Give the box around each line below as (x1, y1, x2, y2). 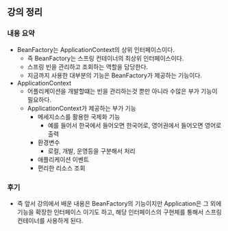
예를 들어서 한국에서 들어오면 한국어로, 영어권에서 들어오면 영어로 (47, 121, 222, 129)
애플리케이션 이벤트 (37, 155, 90, 163)
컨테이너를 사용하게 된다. (16, 216, 84, 224)
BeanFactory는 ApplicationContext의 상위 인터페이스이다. (16, 45, 175, 53)
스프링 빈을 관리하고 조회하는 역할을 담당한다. (27, 62, 149, 70)
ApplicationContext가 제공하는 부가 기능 (27, 104, 137, 112)
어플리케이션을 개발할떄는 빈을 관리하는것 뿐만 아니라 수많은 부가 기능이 (27, 87, 218, 95)
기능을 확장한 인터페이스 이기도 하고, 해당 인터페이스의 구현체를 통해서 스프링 (16, 208, 223, 216)
